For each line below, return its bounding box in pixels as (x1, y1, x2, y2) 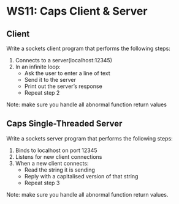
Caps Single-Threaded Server (6, 118, 123, 129)
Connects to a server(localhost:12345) (15, 57, 112, 64)
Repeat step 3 (24, 179, 60, 186)
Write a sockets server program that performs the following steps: (6, 134, 173, 142)
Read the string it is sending (24, 166, 95, 173)
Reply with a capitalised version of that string (24, 172, 139, 180)
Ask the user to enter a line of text (24, 70, 110, 77)
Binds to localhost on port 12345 (15, 147, 97, 154)
